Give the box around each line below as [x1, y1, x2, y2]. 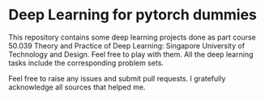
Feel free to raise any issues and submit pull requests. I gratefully [8, 73, 226, 83]
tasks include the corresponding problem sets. [8, 58, 165, 68]
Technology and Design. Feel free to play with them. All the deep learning [8, 49, 254, 59]
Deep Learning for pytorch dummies [8, 6, 258, 24]
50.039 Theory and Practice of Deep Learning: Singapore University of [8, 40, 246, 50]
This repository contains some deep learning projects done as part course [8, 32, 257, 42]
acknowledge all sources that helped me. [8, 82, 146, 92]
